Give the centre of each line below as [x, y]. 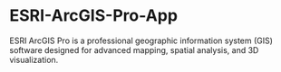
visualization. [34, 59]
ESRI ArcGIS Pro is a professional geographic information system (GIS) [141, 40]
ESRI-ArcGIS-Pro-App [94, 16]
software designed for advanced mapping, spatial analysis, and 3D [134, 49]
